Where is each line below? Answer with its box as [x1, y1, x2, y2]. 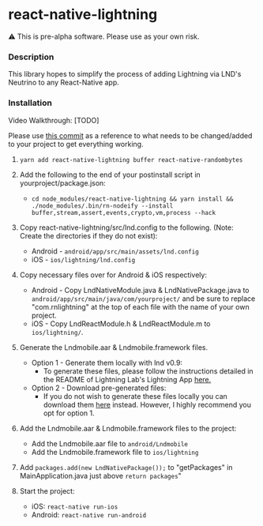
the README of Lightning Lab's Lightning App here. [43, 374, 212, 384]
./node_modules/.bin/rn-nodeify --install [31, 201, 174, 210]
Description [8, 51, 54, 62]
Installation [8, 97, 53, 108]
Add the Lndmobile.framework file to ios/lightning [31, 447, 199, 456]
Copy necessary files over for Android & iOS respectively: [19, 270, 208, 280]
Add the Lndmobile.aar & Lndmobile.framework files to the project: [19, 423, 237, 433]
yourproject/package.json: [19, 178, 107, 187]
